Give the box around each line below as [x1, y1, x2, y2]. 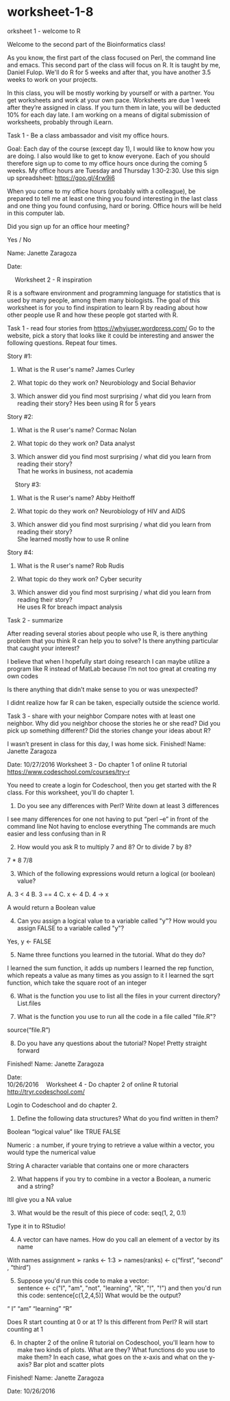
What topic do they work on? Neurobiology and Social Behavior [16, 379, 196, 387]
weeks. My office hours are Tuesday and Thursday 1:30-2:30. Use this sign [7, 166, 219, 175]
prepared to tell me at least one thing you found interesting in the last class [7, 194, 218, 203]
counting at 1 [7, 1325, 43, 1333]
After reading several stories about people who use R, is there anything [7, 629, 207, 638]
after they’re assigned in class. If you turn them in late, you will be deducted [7, 103, 221, 111]
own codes [7, 671, 39, 680]
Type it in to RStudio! [7, 1222, 66, 1230]
